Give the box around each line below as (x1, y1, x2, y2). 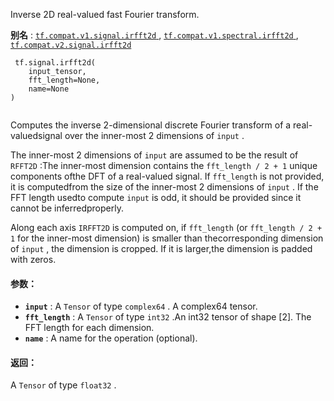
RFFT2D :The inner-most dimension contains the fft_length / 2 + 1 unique (10, 160, 318, 171)
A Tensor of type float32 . (10, 379, 117, 391)
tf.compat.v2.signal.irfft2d (10, 40, 132, 50)
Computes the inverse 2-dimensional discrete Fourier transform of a (10, 119, 292, 131)
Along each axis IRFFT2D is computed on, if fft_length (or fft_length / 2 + (10, 222, 323, 233)
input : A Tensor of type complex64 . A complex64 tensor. (24, 300, 258, 313)
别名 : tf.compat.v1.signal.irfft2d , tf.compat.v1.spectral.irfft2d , (10, 29, 299, 41)
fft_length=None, (28, 75, 101, 85)
